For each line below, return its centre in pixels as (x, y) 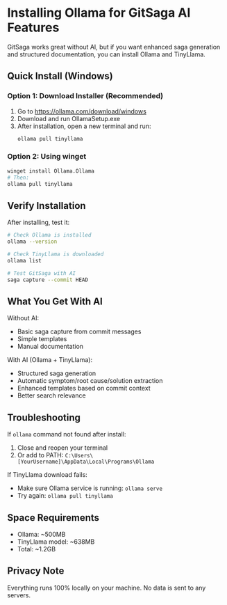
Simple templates (42, 339)
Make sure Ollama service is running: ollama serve (90, 488)
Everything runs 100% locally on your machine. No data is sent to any (107, 588)
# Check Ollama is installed (49, 235)
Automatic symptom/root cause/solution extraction (90, 381)
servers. (19, 595)
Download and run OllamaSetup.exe (68, 118)
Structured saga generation (57, 373)
